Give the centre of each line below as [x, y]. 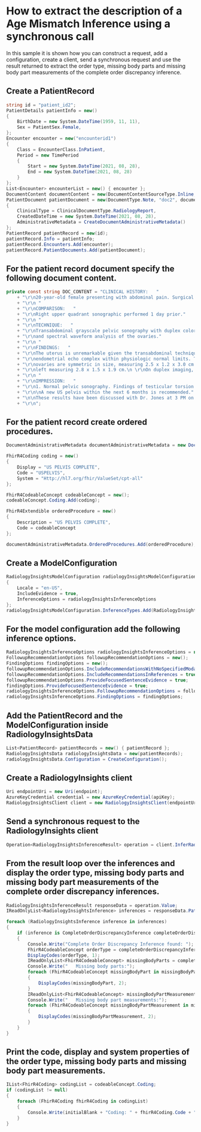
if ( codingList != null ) [37, 1090]
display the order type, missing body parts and [95, 873]
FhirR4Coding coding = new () [42, 456]
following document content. [61, 278]
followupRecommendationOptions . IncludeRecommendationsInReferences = [95, 674]
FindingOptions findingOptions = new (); [57, 663]
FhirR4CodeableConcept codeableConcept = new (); [68, 495]
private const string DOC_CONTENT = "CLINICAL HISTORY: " [83, 292]
